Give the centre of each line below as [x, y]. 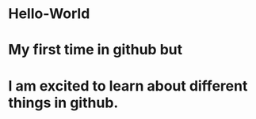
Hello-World [49, 14]
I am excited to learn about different [128, 86]
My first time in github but [96, 50]
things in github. [63, 102]
